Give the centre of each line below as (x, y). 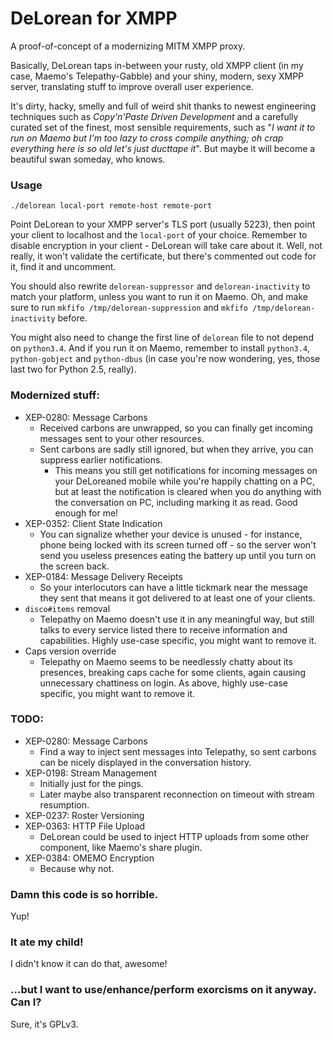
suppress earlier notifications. (101, 459)
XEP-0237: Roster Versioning (84, 815)
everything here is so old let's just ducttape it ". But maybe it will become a (163, 148)
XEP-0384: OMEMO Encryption (89, 858)
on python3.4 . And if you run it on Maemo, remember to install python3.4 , (160, 348)
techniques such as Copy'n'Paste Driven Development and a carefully (154, 116)
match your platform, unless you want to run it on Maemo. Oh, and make (159, 297)
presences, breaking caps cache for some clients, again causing (172, 672)
